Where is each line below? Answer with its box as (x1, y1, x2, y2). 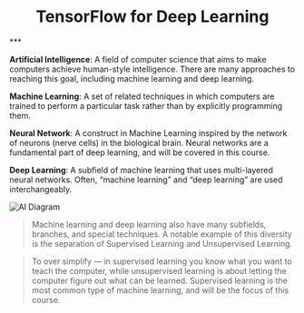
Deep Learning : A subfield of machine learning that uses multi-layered (9, 164, 274, 175)
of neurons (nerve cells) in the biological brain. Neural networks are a (9, 137, 270, 148)
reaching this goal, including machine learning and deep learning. (9, 73, 254, 83)
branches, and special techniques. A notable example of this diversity (31, 229, 292, 240)
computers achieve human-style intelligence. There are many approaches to (9, 64, 296, 74)
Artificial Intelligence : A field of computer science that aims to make (9, 54, 267, 64)
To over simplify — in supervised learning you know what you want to (31, 256, 292, 267)
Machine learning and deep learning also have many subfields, (31, 219, 267, 230)
